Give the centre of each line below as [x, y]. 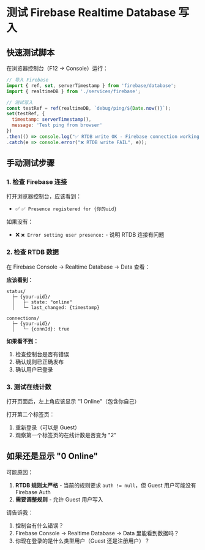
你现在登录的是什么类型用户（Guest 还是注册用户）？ [82, 541]
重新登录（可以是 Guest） [48, 427]
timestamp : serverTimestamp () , [52, 120]
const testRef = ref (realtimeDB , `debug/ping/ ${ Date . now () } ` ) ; [89, 108]
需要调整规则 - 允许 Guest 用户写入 [59, 499]
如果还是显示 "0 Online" [52, 456]
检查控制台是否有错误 [42, 354]
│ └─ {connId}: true [41, 329]
